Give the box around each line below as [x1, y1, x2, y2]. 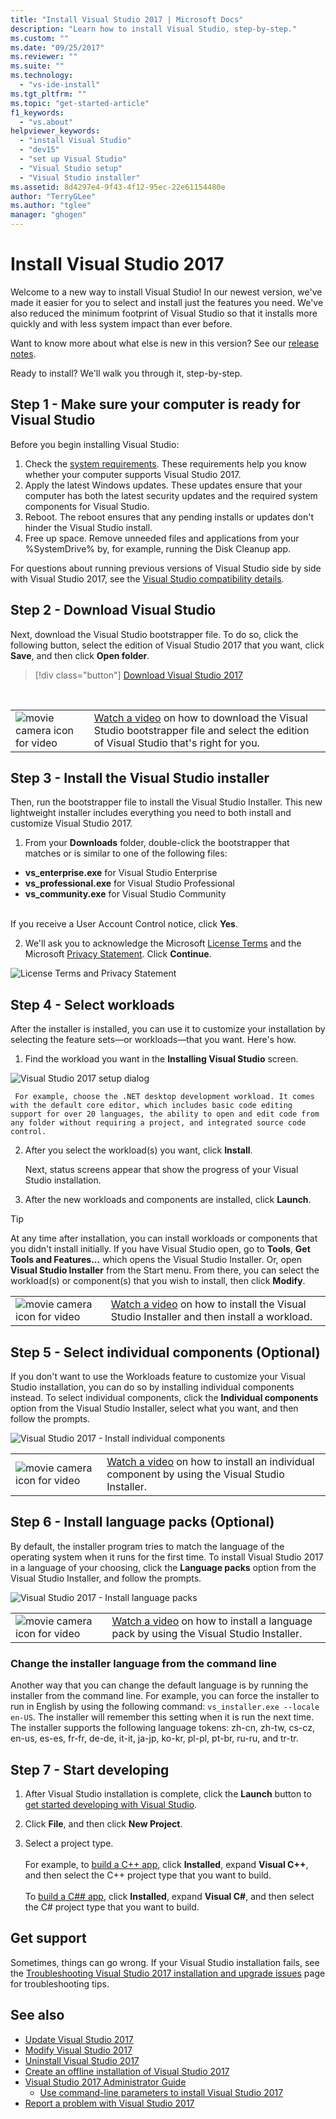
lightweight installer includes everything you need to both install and [10, 807, 292, 819]
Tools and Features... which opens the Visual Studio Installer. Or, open [10, 1254, 302, 1266]
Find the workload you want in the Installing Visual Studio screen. [24, 1053, 299, 1065]
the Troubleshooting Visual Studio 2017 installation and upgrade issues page [10, 1967, 326, 1979]
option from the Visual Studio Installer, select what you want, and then [10, 1402, 299, 1414]
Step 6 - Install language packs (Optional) [10, 1514, 275, 1531]
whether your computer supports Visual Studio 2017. [24, 468, 242, 480]
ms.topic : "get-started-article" [10, 98, 150, 108]
